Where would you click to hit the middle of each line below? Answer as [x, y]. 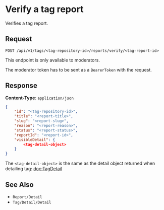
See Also [19, 185]
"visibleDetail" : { [35, 139]
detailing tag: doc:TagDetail [34, 169]
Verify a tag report [44, 9]
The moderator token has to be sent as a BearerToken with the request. [79, 69]
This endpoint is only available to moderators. [52, 60]
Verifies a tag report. [27, 23]
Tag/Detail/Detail [32, 202]
